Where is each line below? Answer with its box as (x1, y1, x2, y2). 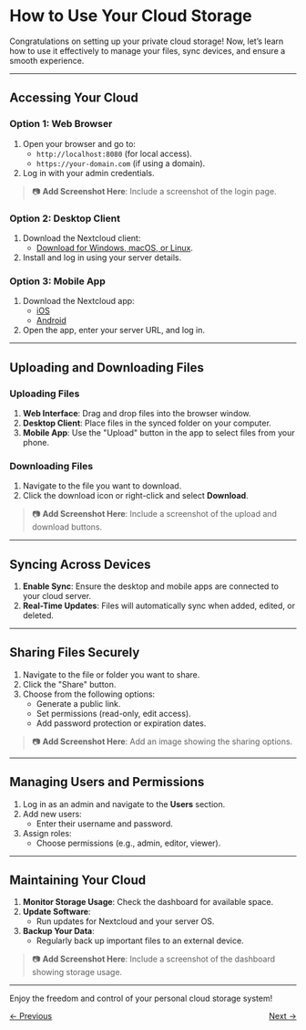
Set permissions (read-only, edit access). (36, 708, 191, 719)
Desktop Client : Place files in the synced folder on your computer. (22, 417, 271, 428)
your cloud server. (22, 591, 92, 602)
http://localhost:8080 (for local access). (36, 148, 193, 159)
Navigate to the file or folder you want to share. (22, 668, 200, 680)
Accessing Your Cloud (9, 90, 138, 106)
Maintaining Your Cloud (9, 873, 147, 888)
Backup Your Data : (22, 926, 96, 937)
